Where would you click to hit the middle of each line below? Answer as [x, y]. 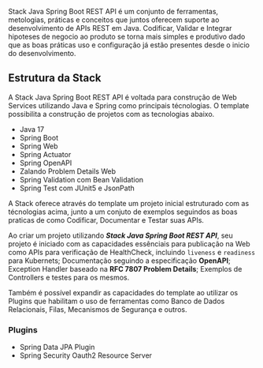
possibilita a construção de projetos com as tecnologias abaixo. [111, 114]
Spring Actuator [45, 154]
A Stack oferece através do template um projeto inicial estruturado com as [129, 203]
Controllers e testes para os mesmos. [69, 277]
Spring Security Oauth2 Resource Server [85, 355]
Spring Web [39, 146]
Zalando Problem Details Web [68, 171]
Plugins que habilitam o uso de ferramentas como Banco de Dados [117, 301]
